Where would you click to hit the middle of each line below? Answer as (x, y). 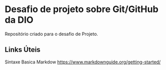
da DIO (19, 20)
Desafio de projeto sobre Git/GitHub (82, 9)
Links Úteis (23, 50)
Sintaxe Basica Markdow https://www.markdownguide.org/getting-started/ (83, 62)
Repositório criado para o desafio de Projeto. (51, 34)
